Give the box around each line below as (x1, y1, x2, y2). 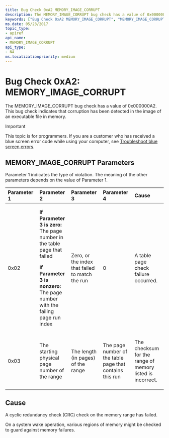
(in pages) (71, 355, 96, 362)
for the (134, 351, 150, 358)
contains (103, 367, 123, 374)
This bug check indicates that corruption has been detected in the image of (5, 108, 162, 115)
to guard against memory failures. (5, 426, 75, 432)
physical (39, 355, 59, 362)
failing (39, 308, 54, 315)
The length (71, 348, 97, 355)
